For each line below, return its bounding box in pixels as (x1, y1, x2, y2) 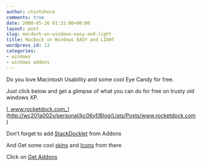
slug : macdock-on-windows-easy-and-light (6, 31, 112, 37)
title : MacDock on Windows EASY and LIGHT (6, 37, 115, 43)
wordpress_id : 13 (6, 43, 50, 49)
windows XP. (6, 94, 39, 101)
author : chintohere (6, 8, 55, 15)
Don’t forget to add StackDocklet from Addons (6, 130, 122, 137)
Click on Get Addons (6, 153, 58, 160)
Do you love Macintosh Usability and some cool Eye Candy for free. (6, 76, 174, 83)
